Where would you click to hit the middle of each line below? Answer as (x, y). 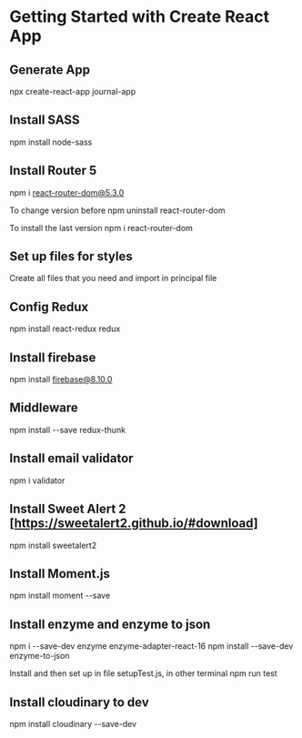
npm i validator (37, 480)
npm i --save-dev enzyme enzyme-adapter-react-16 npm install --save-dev (151, 646)
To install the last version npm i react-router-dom (101, 227)
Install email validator (71, 458)
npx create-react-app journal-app (73, 91)
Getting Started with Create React (140, 17)
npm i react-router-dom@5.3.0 (67, 192)
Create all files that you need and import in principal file (113, 278)
